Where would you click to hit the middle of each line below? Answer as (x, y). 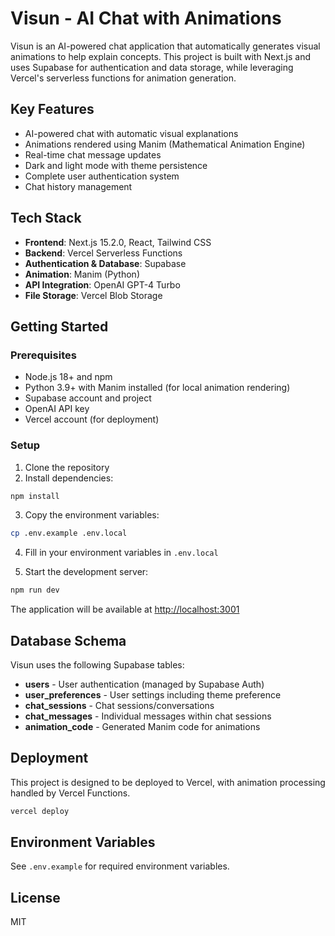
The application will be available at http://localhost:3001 (125, 609)
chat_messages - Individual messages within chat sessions (148, 716)
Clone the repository (67, 467)
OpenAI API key (57, 409)
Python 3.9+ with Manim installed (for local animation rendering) (157, 388)
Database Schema (68, 640)
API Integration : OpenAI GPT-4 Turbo (102, 284)
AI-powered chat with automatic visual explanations (131, 133)
